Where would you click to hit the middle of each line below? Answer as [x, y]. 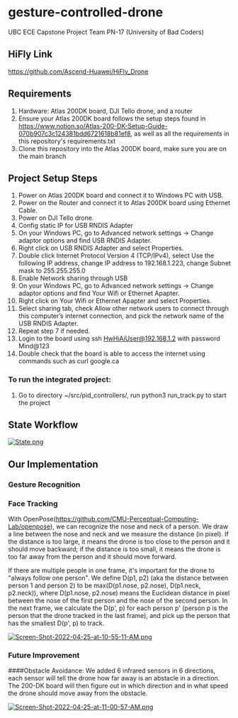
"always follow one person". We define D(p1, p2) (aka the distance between [118, 578]
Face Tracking [33, 503]
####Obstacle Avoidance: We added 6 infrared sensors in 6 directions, [112, 670]
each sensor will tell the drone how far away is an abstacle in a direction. [114, 678]
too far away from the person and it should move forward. [92, 557]
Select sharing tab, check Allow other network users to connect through [124, 309]
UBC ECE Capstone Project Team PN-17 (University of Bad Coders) [106, 32]
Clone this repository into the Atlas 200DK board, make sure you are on [123, 148]
